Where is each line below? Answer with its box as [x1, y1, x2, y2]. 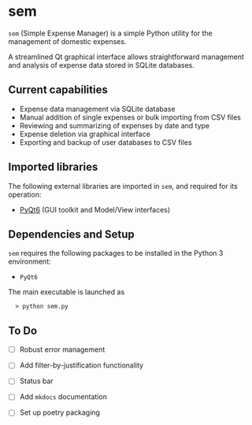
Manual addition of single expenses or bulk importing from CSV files [19, 113, 242, 122]
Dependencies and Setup [8, 227, 135, 241]
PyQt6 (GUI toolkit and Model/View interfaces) [19, 205, 171, 214]
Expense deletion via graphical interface [19, 129, 151, 139]
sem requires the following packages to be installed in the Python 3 [8, 249, 224, 258]
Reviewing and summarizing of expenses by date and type [19, 120, 210, 130]
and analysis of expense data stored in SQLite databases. [8, 60, 195, 69]
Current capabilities [8, 83, 108, 97]
